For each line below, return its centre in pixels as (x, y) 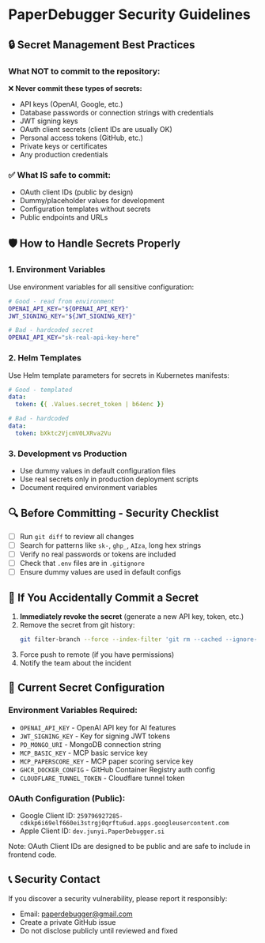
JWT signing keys (49, 121)
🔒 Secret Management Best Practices (102, 45)
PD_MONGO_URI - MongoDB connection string (90, 744)
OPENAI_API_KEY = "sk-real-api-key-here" (74, 338)
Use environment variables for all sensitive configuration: (101, 287)
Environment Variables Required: (73, 711)
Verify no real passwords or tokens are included (98, 554)
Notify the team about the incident (76, 662)
